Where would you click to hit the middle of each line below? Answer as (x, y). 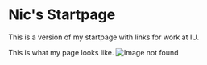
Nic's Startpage (62, 15)
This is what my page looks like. (61, 52)
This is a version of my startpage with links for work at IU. (104, 37)
